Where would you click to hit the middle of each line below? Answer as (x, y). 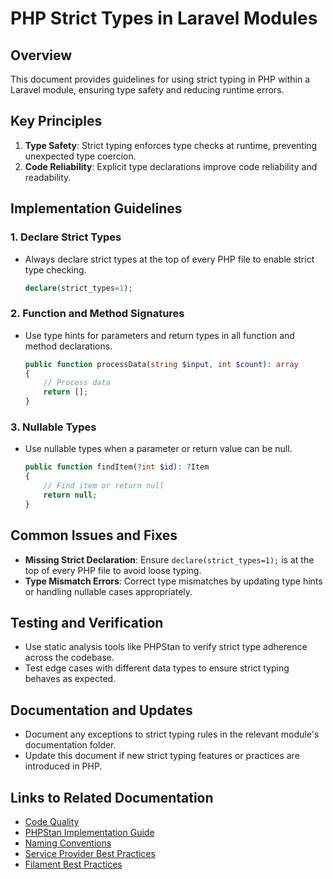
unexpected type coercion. (80, 156)
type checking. (55, 269)
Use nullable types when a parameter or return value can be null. (158, 449)
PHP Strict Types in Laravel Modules (164, 18)
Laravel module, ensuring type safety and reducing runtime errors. (147, 90)
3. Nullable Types (53, 427)
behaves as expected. (70, 679)
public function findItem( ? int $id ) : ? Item (117, 467)
